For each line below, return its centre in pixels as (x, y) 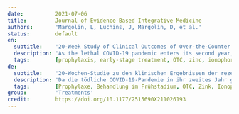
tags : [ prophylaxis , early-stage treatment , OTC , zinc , (109, 60)
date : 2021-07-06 (47, 14)
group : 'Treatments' (51, 93)
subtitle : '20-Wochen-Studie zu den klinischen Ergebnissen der (116, 73)
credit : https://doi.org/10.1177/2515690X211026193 (97, 100)
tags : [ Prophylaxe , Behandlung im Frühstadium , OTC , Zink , (114, 86)
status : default (43, 34)
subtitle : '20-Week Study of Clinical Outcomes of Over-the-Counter (122, 47)
